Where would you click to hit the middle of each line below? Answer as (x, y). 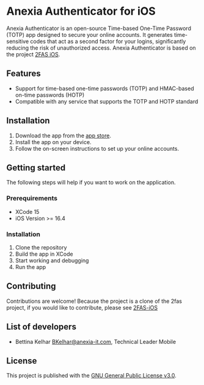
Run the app (31, 267)
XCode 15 (27, 212)
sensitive (18, 41)
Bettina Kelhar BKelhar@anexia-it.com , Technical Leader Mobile (95, 341)
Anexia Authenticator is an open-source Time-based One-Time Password (99, 28)
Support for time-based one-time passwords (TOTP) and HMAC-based (104, 88)
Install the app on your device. (53, 142)
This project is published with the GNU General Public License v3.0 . (91, 376)
